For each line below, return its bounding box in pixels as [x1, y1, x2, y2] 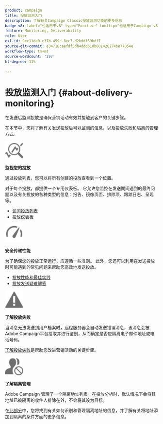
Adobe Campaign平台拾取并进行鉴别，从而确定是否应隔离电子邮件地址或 [5, 331, 150, 336]
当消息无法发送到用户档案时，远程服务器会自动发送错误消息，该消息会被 [5, 325, 149, 331]
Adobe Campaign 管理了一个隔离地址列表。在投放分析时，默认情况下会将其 [5, 391, 156, 397]
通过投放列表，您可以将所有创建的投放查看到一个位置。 [5, 175, 115, 181]
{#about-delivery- [58, 88, 133, 98]
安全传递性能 [5, 248, 31, 254]
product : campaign [5, 8, 42, 13]
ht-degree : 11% [5, 59, 36, 64]
